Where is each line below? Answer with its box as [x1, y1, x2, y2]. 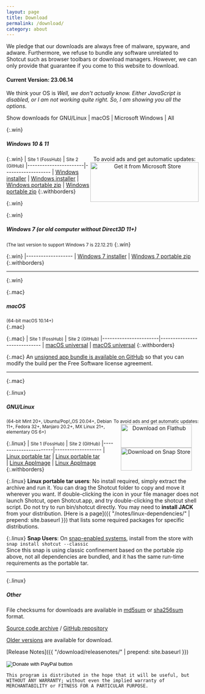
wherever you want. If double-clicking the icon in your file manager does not [6, 490, 199, 498]
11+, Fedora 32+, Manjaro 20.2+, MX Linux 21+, [6, 424, 106, 430]
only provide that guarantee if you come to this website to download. [6, 62, 179, 70]
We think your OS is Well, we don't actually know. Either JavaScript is [6, 90, 181, 97]
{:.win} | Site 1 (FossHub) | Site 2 [6, 156, 79, 163]
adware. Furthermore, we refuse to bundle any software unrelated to [6, 49, 179, 57]
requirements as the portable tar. [6, 559, 89, 567]
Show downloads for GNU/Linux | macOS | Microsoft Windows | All [6, 114, 174, 122]
